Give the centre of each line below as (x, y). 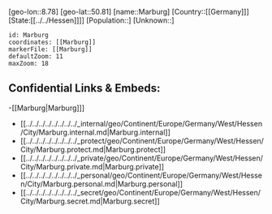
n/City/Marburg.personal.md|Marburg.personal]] (101, 184)
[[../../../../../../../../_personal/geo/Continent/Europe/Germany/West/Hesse (141, 175)
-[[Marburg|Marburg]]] (47, 108)
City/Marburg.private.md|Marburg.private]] (92, 166)
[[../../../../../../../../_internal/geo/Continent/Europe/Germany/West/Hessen (141, 123)
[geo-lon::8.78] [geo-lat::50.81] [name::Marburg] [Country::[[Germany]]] (129, 12)
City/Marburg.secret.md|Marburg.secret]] (90, 201)
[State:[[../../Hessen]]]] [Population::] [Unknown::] (91, 20)
